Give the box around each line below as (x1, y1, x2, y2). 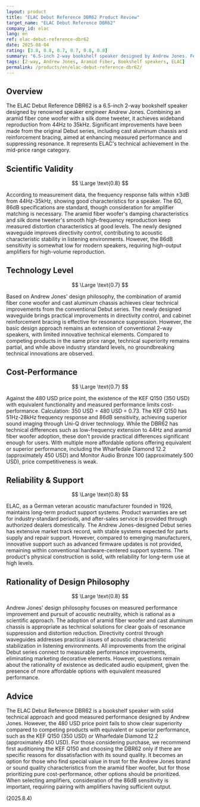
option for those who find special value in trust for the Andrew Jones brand (6, 758, 190, 765)
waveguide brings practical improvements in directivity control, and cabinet (6, 311, 192, 319)
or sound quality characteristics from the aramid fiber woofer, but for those (6, 764, 190, 771)
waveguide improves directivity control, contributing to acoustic (6, 229, 162, 236)
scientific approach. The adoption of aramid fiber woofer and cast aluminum (6, 617, 193, 624)
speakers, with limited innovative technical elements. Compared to (6, 330, 169, 338)
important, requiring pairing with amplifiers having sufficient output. (6, 783, 172, 790)
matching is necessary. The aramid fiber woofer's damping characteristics (6, 210, 189, 217)
